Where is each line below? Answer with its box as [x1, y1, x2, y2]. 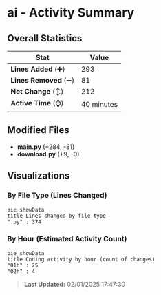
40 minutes [80, 99, 118, 109]
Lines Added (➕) [10, 64, 65, 74]
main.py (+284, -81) [17, 143, 75, 151]
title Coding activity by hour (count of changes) [7, 256, 155, 263]
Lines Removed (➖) [10, 76, 74, 85]
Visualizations [7, 170, 70, 182]
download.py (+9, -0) [17, 150, 80, 158]
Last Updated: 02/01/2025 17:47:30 [23, 280, 126, 288]
